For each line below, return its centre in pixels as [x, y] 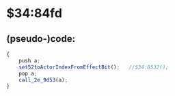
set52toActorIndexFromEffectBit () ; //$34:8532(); [94, 67]
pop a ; [28, 73]
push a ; [29, 60]
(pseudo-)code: [41, 39]
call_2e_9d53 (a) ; [43, 80]
